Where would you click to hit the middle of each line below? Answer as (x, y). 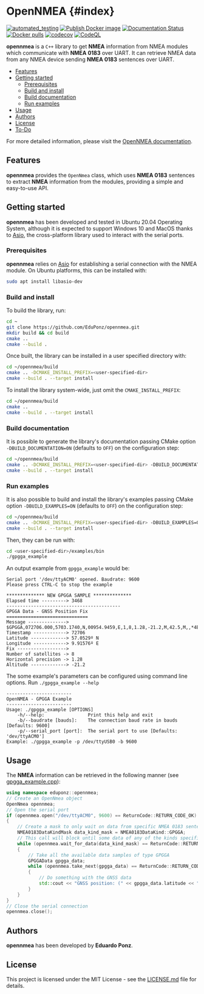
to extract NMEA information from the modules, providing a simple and (95, 182)
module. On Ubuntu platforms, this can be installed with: (76, 270)
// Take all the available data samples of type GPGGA (99, 855)
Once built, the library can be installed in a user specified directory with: (97, 356)
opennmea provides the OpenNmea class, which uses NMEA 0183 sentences (101, 175)
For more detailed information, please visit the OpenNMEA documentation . (100, 141)
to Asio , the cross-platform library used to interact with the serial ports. (95, 235)
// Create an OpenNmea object (45, 798)
